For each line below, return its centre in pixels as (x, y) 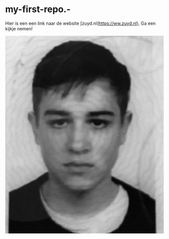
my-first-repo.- (38, 9)
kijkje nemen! (19, 28)
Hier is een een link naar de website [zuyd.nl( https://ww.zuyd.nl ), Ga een (80, 23)
